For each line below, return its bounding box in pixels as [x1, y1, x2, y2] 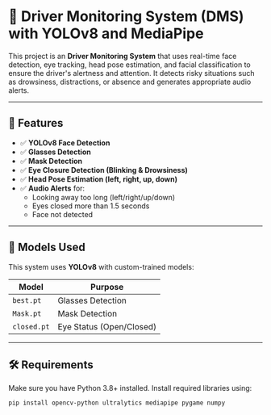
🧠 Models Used [8, 241, 86, 254]
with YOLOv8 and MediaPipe [8, 24, 204, 43]
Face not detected [31, 209, 94, 219]
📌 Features [8, 116, 64, 130]
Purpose [90, 281, 124, 292]
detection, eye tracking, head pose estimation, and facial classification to [8, 60, 252, 69]
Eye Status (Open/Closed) [57, 321, 157, 332]
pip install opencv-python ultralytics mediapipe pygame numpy [8, 399, 226, 407]
